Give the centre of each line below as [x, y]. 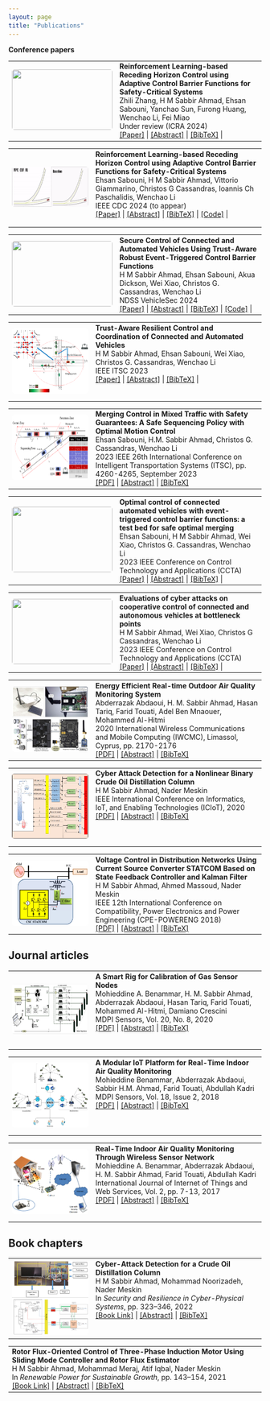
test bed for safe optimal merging [177, 527]
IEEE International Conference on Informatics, [170, 799]
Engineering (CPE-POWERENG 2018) [158, 920]
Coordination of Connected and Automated [169, 337]
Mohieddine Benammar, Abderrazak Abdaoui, [171, 1080]
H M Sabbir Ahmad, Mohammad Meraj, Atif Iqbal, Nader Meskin [116, 1369]
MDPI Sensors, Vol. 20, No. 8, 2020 [154, 1019]
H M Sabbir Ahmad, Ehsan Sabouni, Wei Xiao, [170, 353]
